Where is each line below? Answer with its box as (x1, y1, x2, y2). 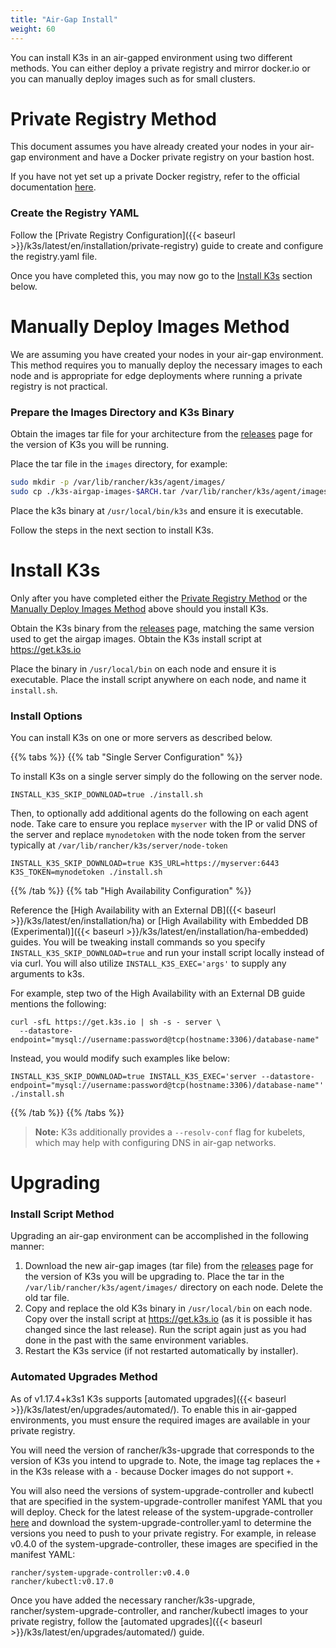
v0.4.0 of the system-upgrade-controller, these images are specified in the (10, 1537, 319, 1550)
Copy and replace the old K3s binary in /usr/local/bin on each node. (24, 1302, 313, 1315)
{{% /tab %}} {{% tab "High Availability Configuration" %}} (10, 884, 252, 896)
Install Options (10, 709, 83, 723)
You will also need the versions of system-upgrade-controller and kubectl (10, 1484, 314, 1496)
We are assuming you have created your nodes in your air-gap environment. (10, 348, 324, 360)
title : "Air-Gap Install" (10, 14, 118, 25)
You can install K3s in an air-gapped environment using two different (10, 51, 293, 63)
